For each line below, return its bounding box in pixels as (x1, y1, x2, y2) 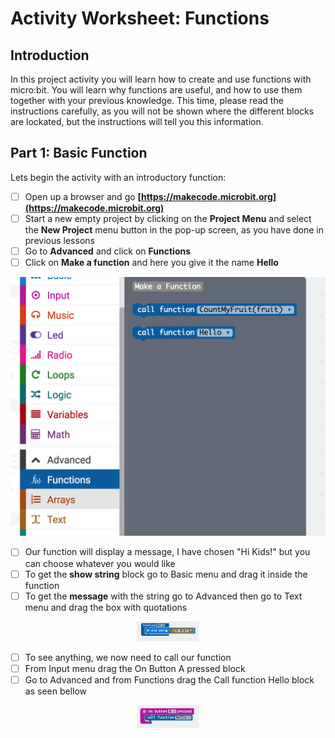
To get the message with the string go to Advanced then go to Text (24, 590, 303, 602)
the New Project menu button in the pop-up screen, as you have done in (24, 223, 324, 236)
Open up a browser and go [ (24, 190, 142, 202)
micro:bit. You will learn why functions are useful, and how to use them (10, 84, 303, 96)
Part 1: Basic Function (10, 145, 148, 162)
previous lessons (24, 234, 95, 246)
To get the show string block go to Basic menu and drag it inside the (24, 568, 308, 580)
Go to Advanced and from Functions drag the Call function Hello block (24, 674, 315, 686)
